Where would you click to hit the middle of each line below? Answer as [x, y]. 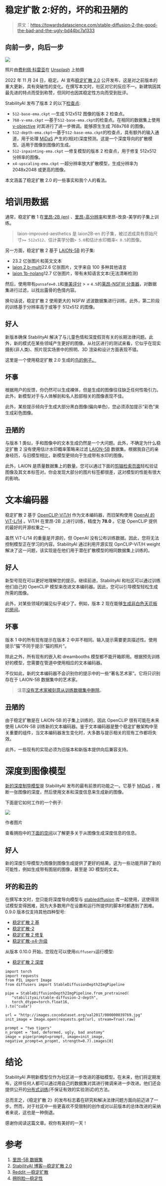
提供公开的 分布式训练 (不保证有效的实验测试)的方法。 [59, 1089]
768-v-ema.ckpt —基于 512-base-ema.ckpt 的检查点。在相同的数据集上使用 [86, 120]
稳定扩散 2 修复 [28, 935]
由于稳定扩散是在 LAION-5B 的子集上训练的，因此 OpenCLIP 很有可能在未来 [82, 720]
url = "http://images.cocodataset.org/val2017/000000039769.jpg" [74, 1015]
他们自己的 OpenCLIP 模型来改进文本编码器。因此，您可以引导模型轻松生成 [82, 586]
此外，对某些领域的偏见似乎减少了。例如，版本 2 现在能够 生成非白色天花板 [81, 603]
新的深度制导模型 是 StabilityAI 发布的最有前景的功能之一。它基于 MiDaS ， [81, 786]
